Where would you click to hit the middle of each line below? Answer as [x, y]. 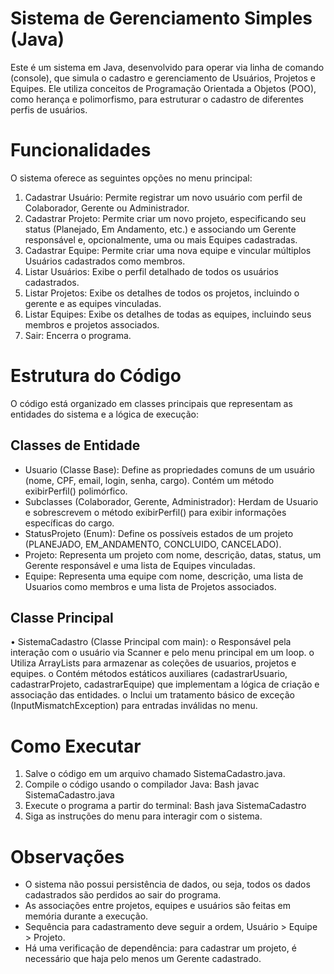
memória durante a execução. [86, 916]
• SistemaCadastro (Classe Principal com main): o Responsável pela [151, 642]
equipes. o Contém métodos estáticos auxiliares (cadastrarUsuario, [149, 674]
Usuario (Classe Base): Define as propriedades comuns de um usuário [169, 469]
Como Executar [76, 746]
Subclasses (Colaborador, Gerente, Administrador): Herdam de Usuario [171, 501]
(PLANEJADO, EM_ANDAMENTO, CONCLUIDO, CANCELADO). [153, 544]
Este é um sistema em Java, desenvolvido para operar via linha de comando [167, 67]
